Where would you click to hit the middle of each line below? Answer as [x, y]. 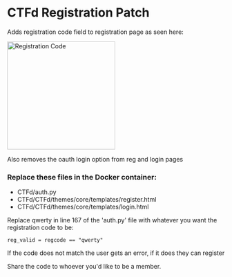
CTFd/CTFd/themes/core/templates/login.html [83, 207]
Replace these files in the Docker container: [82, 177]
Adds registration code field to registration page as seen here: [96, 32]
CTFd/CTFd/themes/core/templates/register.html [87, 200]
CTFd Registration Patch [78, 13]
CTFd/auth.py [37, 192]
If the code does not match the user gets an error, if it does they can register [116, 253]
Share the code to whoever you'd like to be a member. [84, 267]
